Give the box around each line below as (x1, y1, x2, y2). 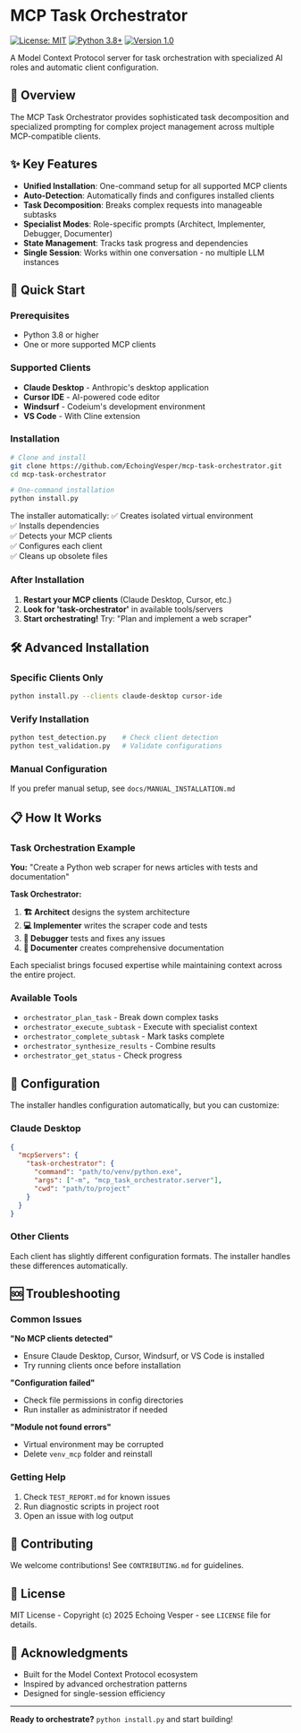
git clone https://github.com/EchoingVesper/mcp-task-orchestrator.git (10, 461, 282, 470)
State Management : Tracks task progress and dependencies (22, 237, 248, 248)
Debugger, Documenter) (22, 227, 113, 238)
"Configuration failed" (10, 1377, 96, 1388)
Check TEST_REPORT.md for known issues (22, 1491, 171, 1502)
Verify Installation (10, 713, 89, 725)
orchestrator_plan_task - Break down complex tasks (22, 1012, 219, 1023)
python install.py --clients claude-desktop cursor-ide (10, 691, 222, 701)
